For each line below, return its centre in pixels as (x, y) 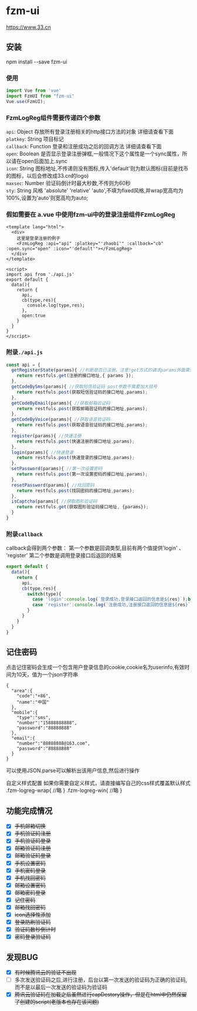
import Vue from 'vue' (34, 91)
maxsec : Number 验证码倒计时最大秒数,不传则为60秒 (68, 183)
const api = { (23, 365)
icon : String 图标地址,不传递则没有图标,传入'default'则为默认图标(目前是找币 (97, 168)
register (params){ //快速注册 (47, 436)
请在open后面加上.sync (39, 161)
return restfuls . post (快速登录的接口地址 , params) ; (76, 458)
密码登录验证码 (33, 937)
